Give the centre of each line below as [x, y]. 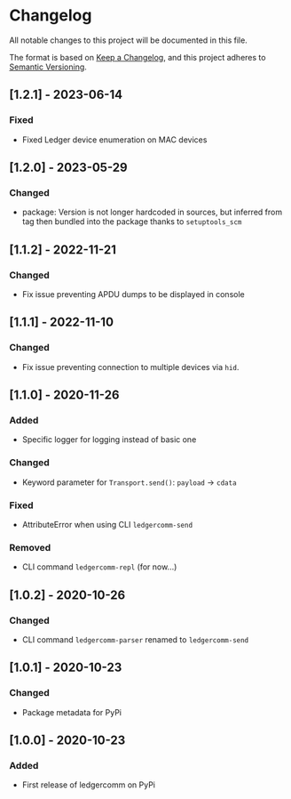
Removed [30, 547]
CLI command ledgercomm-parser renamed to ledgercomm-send [135, 639]
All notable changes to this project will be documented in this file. [129, 40]
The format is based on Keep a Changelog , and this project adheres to [138, 57]
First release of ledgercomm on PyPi [88, 785]
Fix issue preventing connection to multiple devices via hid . [130, 367]
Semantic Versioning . [48, 67]
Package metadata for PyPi [72, 712]
